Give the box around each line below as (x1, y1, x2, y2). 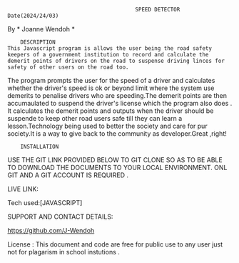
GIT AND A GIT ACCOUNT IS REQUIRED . (7, 171, 128, 179)
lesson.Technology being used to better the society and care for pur (7, 121, 208, 130)
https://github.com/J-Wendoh (7, 227, 95, 234)
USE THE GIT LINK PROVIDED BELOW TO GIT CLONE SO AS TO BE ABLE (7, 156, 223, 164)
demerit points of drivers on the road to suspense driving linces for (7, 57, 225, 64)
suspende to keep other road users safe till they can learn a (7, 114, 183, 122)
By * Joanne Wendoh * (7, 25, 75, 33)
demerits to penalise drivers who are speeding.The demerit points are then (7, 91, 227, 99)
